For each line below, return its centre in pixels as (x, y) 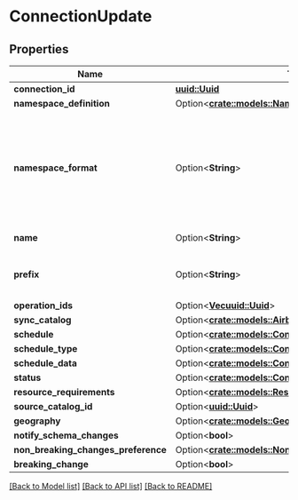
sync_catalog (43, 320)
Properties (39, 49)
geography (37, 421)
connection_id (44, 89)
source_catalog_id (53, 406)
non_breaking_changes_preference (90, 450)
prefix (27, 274)
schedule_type (46, 349)
